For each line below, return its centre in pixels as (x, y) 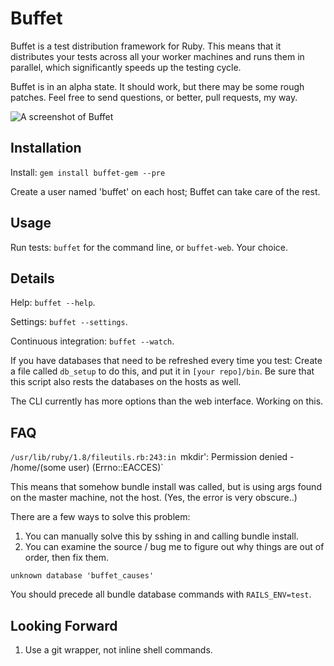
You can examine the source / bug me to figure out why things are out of (174, 547)
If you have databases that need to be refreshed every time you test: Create (166, 361)
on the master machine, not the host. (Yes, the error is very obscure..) (154, 498)
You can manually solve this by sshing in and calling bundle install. (161, 536)
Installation (46, 148)
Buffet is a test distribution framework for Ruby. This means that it (146, 46)
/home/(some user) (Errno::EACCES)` (87, 468)
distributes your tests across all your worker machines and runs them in (157, 56)
